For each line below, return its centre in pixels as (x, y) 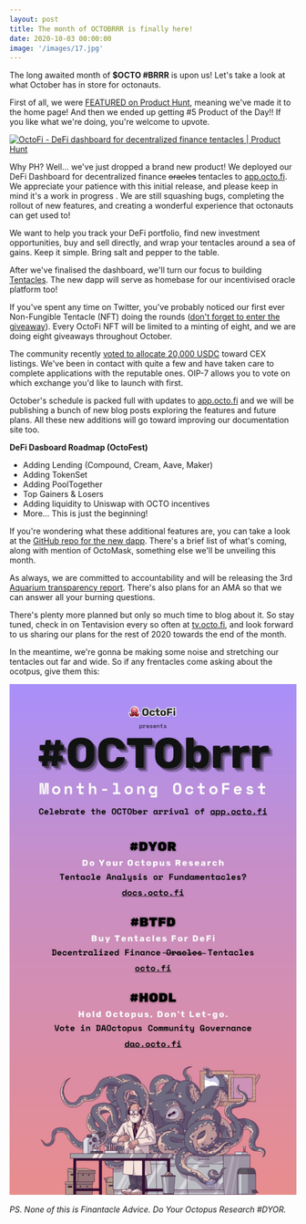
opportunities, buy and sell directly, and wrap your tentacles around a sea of (153, 243)
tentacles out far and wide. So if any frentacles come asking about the (141, 662)
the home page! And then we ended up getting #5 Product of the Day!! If (145, 112)
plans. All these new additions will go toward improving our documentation (149, 420)
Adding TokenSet (55, 475)
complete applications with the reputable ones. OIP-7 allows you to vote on (150, 373)
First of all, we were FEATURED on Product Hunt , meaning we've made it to (150, 103)
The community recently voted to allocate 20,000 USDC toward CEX (138, 354)
